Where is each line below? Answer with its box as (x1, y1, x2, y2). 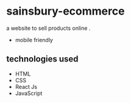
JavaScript (15, 90, 43, 97)
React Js (15, 83, 38, 90)
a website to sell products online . (6, 24, 91, 32)
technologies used (6, 54, 79, 65)
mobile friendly (15, 36, 54, 43)
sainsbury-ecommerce (6, 4, 125, 18)
